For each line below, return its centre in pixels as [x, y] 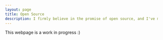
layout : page [18, 10]
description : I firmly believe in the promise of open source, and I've [80, 19]
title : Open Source [25, 14]
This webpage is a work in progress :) [43, 33]
